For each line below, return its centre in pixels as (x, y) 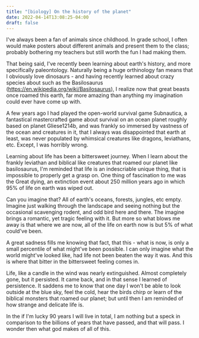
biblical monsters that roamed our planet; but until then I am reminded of (95, 299)
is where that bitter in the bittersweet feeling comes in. (73, 262)
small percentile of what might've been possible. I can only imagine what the (100, 249)
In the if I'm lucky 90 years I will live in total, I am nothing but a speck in (93, 317)
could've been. (24, 231)
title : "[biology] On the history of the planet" (69, 12)
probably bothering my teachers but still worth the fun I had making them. (97, 52)
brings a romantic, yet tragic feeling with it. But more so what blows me (93, 218)
